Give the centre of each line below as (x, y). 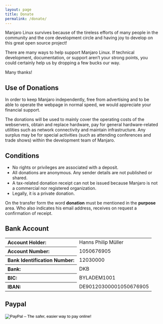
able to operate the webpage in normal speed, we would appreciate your (78, 105)
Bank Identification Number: (41, 260)
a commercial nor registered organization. (54, 188)
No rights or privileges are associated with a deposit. (65, 167)
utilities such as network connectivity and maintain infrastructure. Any (75, 130)
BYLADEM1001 (97, 278)
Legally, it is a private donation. (43, 193)
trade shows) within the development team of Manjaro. (60, 140)
